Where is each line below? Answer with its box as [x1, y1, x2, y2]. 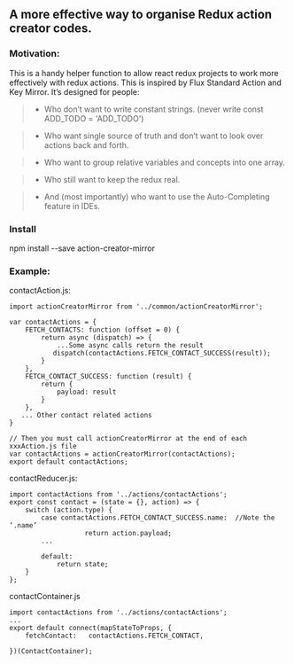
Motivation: [9, 48, 60, 60]
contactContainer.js [9, 591, 81, 602]
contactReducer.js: [9, 473, 78, 484]
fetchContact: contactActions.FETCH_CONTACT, [25, 631, 204, 641]
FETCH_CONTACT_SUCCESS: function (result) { [25, 372, 192, 381]
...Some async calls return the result [56, 341, 204, 350]
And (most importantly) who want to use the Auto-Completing [43, 191, 270, 202]
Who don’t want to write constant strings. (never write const [43, 104, 264, 114]
